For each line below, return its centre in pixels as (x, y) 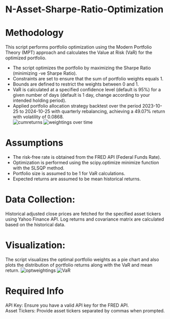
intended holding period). (39, 100)
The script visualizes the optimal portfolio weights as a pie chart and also (82, 259)
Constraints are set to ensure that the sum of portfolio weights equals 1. (88, 79)
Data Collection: (40, 199)
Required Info (35, 291)
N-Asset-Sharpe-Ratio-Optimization (84, 9)
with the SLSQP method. (39, 168)
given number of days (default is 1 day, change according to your (81, 95)
